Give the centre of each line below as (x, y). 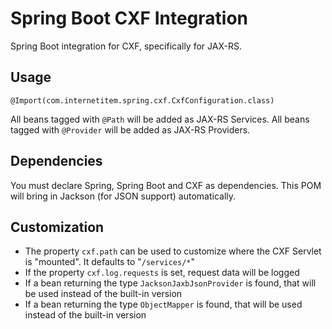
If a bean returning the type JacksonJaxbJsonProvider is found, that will (170, 283)
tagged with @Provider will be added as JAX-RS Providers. (130, 129)
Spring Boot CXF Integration (129, 18)
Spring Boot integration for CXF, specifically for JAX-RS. (126, 46)
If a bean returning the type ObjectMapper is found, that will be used (163, 304)
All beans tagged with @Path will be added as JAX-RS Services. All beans (160, 119)
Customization (57, 227)
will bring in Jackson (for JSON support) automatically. (123, 196)
